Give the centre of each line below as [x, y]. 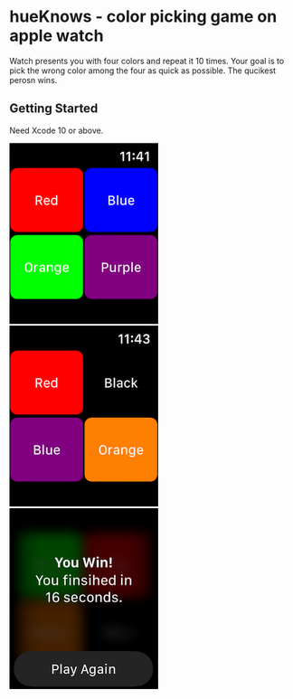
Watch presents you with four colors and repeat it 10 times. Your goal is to [147, 61]
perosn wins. [33, 80]
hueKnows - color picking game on [143, 17]
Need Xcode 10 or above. [57, 130]
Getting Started [54, 109]
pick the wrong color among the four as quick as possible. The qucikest [143, 71]
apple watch [57, 36]
